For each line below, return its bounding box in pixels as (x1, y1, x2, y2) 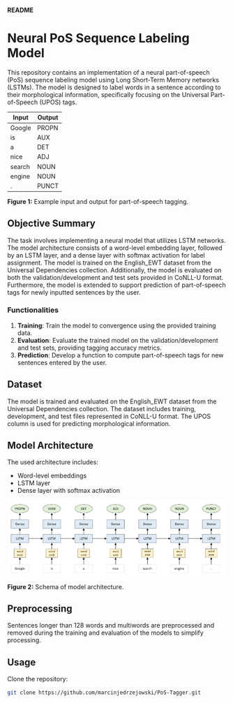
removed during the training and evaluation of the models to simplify (7, 628, 204, 637)
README (7, 6, 33, 14)
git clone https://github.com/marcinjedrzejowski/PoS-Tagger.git (7, 689, 201, 697)
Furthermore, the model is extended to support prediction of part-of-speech (7, 281, 226, 289)
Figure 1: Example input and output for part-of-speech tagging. (7, 197, 189, 205)
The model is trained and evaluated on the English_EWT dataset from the (7, 397, 217, 406)
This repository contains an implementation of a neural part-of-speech (7, 68, 211, 76)
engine (10, 172, 30, 180)
